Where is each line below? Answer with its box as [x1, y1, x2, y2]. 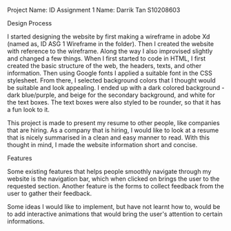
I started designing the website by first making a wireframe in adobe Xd [7, 32, 210, 41]
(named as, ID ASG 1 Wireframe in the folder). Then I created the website [7, 40, 214, 47]
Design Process [7, 19, 52, 27]
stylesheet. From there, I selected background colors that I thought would [7, 76, 216, 85]
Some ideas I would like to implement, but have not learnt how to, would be [7, 203, 221, 210]
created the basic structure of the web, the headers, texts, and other [7, 62, 202, 69]
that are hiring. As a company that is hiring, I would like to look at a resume [7, 126, 219, 134]
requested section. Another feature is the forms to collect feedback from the [7, 182, 224, 190]
